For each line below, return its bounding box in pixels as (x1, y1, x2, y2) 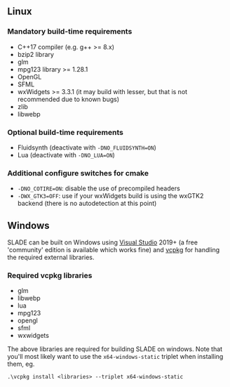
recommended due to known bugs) (17, 95, 120, 103)
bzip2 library (17, 50, 55, 58)
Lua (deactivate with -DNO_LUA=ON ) (17, 150, 116, 159)
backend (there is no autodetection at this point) (17, 199, 157, 208)
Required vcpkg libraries (7, 270, 93, 280)
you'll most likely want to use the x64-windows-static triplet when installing (7, 353, 224, 361)
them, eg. (7, 360, 35, 368)
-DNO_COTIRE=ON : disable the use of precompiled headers (17, 184, 180, 192)
